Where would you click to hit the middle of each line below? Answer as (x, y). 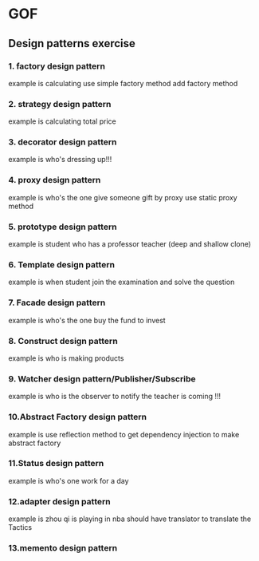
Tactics (20, 527)
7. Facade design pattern (57, 302)
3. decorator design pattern (63, 142)
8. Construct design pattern (63, 341)
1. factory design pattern (57, 66)
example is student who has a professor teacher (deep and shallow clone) (130, 244)
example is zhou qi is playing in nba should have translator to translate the (130, 519)
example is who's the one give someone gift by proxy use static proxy (123, 197)
